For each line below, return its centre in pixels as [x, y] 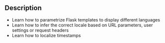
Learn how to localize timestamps [46, 35]
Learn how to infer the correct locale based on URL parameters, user [82, 25]
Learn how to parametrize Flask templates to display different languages [86, 20]
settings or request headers [40, 30]
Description [23, 8]
